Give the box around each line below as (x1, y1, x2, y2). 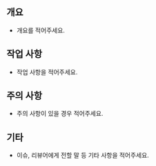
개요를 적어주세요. (16, 26, 65, 34)
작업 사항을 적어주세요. (16, 68, 78, 76)
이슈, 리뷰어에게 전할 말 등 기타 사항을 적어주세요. (16, 151, 149, 160)
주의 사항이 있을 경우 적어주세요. (16, 110, 104, 118)
